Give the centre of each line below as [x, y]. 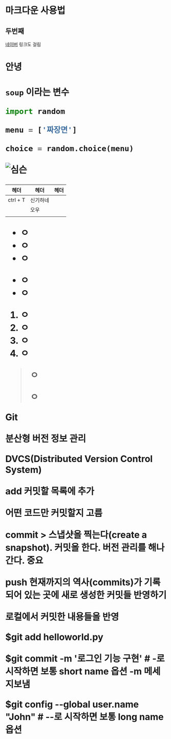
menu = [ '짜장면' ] [41, 130]
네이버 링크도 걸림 [23, 44]
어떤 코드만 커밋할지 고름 [54, 513]
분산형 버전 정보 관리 [46, 438]
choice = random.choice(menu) [70, 148]
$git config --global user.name [72, 704]
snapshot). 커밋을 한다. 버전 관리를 [76, 547]
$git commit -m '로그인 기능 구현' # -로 [85, 658]
